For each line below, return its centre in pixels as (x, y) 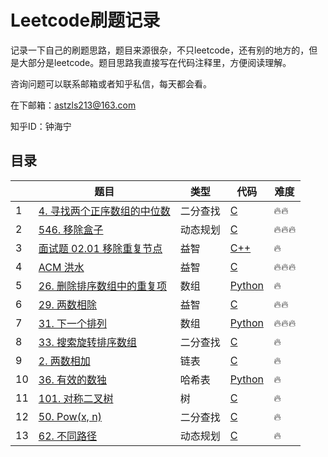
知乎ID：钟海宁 (41, 126)
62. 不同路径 (68, 436)
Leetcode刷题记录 (85, 20)
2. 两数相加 (64, 361)
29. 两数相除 (68, 304)
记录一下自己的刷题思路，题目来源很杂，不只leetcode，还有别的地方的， (160, 50)
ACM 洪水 (61, 267)
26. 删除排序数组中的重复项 (103, 286)
